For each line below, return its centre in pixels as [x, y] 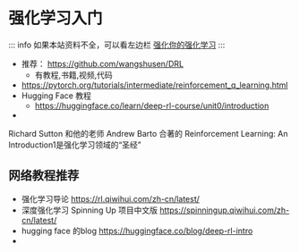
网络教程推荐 [44, 176]
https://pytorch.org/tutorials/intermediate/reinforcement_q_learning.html [154, 85]
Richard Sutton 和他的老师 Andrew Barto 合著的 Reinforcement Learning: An [148, 133]
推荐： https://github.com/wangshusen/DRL [103, 63]
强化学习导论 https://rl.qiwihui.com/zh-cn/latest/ [111, 198]
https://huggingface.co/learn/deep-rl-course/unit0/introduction [152, 105]
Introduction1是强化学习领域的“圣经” [75, 145]
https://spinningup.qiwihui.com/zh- [225, 210]
